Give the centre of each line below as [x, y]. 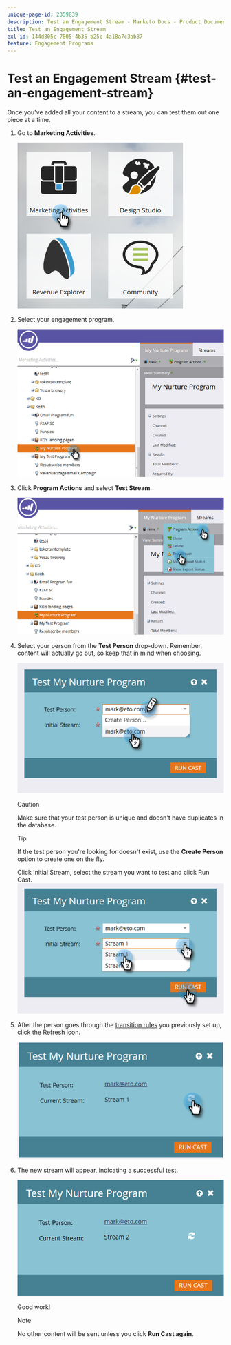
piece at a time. [29, 120]
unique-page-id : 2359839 [43, 14]
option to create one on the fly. [61, 859]
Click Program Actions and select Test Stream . [85, 488]
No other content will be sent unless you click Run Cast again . [105, 1333]
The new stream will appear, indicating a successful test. [98, 1170]
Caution [28, 804]
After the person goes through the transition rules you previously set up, [119, 1024]
